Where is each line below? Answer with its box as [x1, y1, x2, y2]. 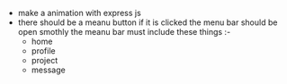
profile [31, 46, 56, 56]
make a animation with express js [17, 8, 141, 18]
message [31, 64, 66, 75]
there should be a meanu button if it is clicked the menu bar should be [17, 17, 278, 28]
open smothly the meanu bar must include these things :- [17, 27, 231, 37]
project [31, 55, 58, 65]
